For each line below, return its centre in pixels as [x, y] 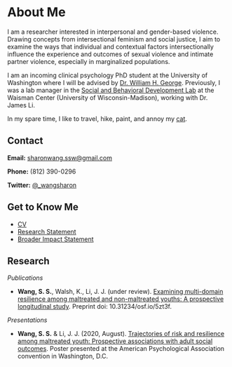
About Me [36, 12]
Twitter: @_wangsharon [42, 185]
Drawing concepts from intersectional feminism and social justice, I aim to [114, 39]
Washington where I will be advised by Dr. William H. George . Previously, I [114, 82]
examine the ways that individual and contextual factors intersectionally [110, 46]
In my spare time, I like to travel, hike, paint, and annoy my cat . [97, 118]
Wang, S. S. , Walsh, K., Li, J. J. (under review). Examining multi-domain [120, 292]
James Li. [21, 105]
